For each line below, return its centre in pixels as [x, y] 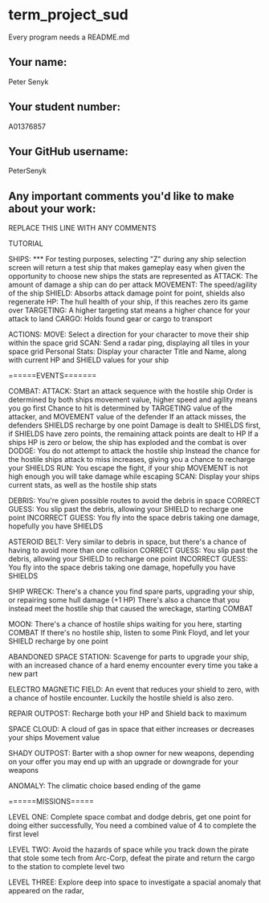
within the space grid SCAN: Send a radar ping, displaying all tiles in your [129, 343]
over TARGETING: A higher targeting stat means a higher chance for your [129, 310]
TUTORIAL [26, 243]
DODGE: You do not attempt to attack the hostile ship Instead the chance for [134, 451]
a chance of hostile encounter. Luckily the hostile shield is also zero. [121, 698]
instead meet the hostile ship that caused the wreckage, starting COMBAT [131, 609]
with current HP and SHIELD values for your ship [89, 360]
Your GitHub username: [68, 151]
